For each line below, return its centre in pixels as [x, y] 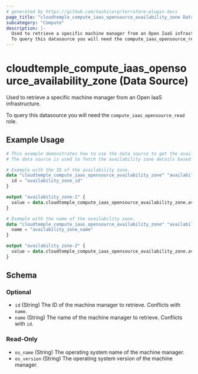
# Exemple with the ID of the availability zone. [68, 170]
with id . [24, 324]
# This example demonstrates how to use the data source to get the [92, 154]
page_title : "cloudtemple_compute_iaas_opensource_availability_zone [93, 17]
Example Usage [35, 140]
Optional [19, 292]
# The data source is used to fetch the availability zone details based [99, 159]
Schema [22, 275]
